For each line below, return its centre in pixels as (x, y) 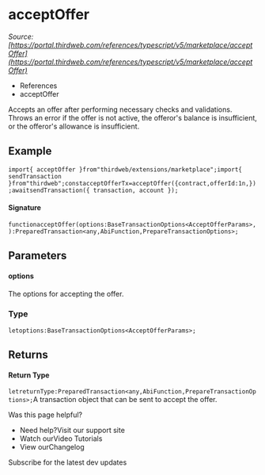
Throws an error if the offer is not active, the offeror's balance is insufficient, (132, 117)
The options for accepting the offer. (66, 293)
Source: (21, 36)
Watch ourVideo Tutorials (61, 439)
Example (30, 151)
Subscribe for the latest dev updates (68, 462)
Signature (25, 208)
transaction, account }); (136, 190)
